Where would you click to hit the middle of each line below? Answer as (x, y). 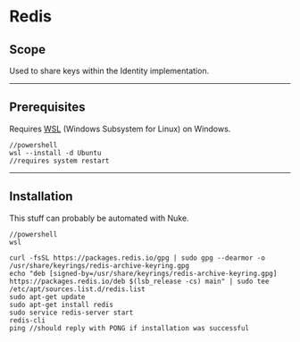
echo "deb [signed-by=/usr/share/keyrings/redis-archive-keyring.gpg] (143, 273)
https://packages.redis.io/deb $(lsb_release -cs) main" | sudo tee (139, 281)
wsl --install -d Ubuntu (55, 153)
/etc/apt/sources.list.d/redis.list (77, 289)
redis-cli (28, 320)
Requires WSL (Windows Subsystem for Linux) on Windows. (120, 129)
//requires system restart (59, 161)
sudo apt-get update (48, 296)
